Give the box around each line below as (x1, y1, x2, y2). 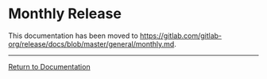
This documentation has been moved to (8, 31, 139, 40)
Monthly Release (8, 5, 122, 23)
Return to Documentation (8, 62, 91, 71)
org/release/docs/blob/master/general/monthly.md (8, 39, 175, 48)
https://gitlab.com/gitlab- (140, 31, 222, 40)
